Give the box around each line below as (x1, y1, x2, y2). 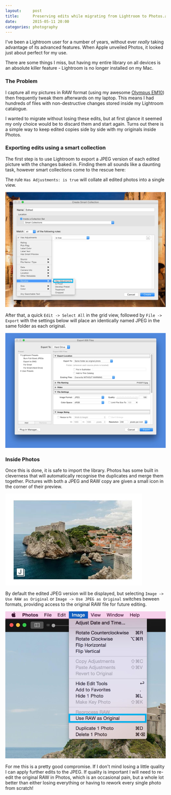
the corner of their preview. (5, 484, 63, 490)
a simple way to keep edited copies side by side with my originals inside (5, 126, 156, 132)
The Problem (5, 78, 38, 85)
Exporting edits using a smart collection (5, 144, 106, 151)
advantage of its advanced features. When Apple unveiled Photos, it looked (5, 44, 164, 50)
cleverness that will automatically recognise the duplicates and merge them (5, 473, 164, 479)
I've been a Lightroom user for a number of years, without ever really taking (5, 39, 164, 45)
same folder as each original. (5, 323, 66, 329)
